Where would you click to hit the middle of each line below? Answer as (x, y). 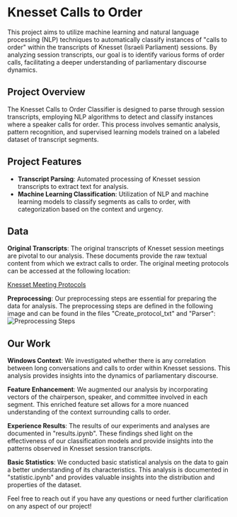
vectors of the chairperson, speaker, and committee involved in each (108, 397)
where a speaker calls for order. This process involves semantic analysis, (114, 124)
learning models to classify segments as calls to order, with (104, 201)
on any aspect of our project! (50, 506)
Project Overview (46, 92)
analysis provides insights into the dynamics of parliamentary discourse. (113, 376)
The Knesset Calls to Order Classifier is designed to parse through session (116, 109)
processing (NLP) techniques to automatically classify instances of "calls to (117, 39)
